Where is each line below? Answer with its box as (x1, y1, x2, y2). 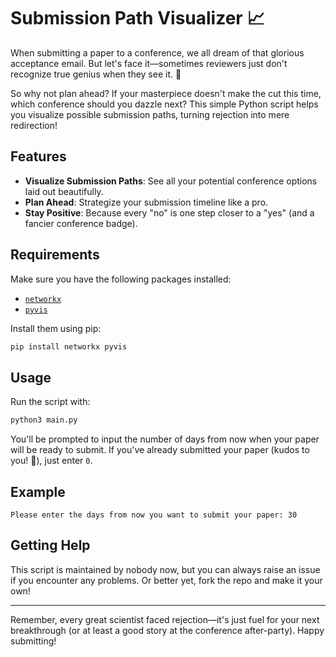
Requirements (10, 246, 100, 264)
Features (10, 148, 67, 165)
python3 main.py (10, 415, 78, 425)
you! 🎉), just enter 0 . (10, 455, 93, 467)
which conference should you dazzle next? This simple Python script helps (10, 98, 319, 110)
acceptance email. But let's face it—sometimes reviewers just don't (10, 57, 288, 69)
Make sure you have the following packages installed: (10, 273, 232, 285)
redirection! (10, 119, 58, 131)
